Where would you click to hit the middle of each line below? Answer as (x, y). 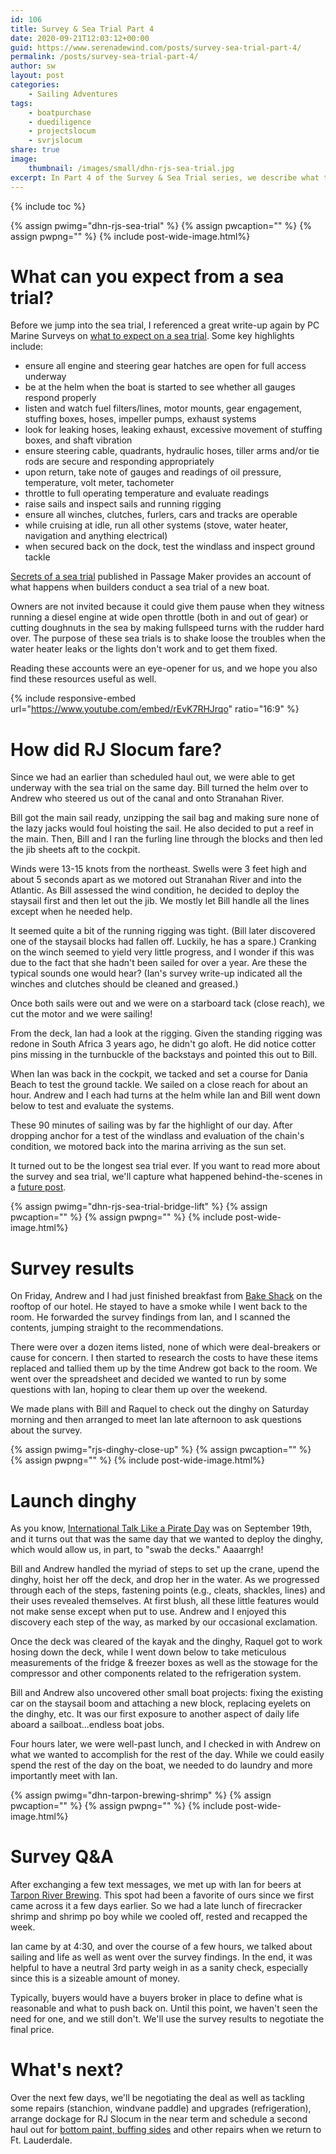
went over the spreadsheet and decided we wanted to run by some (148, 1379)
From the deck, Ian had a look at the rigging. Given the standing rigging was (166, 1033)
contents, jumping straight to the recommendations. (117, 1328)
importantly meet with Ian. (64, 1776)
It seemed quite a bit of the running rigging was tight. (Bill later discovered (163, 931)
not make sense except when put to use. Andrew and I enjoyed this (148, 1612)
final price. (32, 2030)
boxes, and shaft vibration (78, 440)
